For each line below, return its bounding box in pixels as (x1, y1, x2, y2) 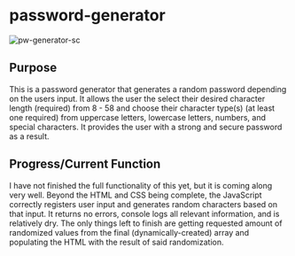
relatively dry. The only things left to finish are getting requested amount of (9, 218, 283, 229)
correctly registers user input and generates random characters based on (9, 198, 277, 209)
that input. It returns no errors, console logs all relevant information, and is (9, 208, 280, 219)
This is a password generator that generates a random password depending (9, 83, 287, 94)
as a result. (9, 130, 50, 142)
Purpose (9, 60, 58, 75)
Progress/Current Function (9, 157, 161, 172)
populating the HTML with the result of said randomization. (9, 237, 224, 247)
